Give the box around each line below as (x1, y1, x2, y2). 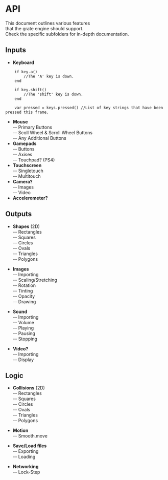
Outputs (5, 210, 32, 218)
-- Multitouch (12, 173, 41, 179)
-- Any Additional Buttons (12, 135, 66, 141)
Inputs (5, 46, 27, 54)
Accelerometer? (12, 195, 48, 201)
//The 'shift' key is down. (23, 92, 83, 97)
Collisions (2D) (12, 385, 45, 391)
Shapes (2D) (12, 223, 40, 229)
